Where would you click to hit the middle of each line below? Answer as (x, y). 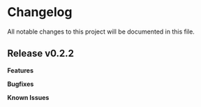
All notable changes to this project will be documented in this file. (101, 31)
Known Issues (28, 97)
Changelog (40, 12)
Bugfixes (21, 84)
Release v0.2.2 (41, 53)
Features (20, 70)
